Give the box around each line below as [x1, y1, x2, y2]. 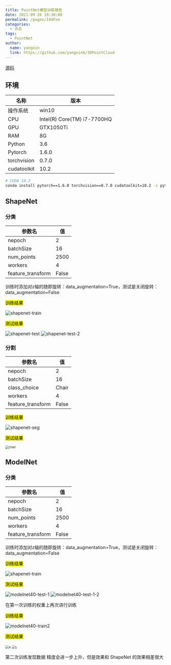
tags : [5, 31, 17, 36]
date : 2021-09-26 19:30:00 [5, 12, 63, 17]
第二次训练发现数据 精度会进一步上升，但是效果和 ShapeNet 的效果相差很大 [5, 654, 164, 660]
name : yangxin [10, 45, 40, 50]
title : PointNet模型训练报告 [5, 7, 63, 13]
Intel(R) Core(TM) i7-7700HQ [39, 115, 112, 123]
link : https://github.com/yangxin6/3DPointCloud [10, 50, 115, 55]
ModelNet [5, 458, 38, 467]
